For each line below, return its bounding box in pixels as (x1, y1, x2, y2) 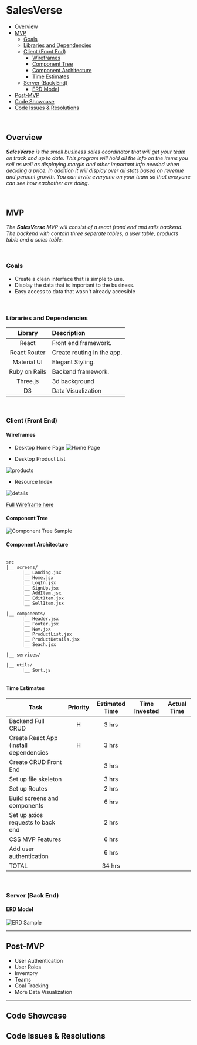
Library (17, 329, 38, 337)
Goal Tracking (14, 982, 49, 989)
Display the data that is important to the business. (14, 282, 135, 289)
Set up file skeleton (9, 775, 62, 783)
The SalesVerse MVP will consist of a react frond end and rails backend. (6, 223, 183, 230)
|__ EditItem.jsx (21, 595, 64, 601)
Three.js (16, 377, 39, 386)
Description (52, 329, 86, 337)
